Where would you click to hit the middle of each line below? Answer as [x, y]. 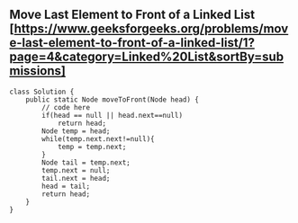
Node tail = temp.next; [86, 162]
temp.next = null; [76, 170]
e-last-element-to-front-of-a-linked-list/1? [132, 43]
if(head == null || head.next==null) [112, 115]
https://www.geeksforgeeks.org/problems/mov [151, 29]
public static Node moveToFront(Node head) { [113, 99]
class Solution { [42, 92]
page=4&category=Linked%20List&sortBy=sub [147, 57]
